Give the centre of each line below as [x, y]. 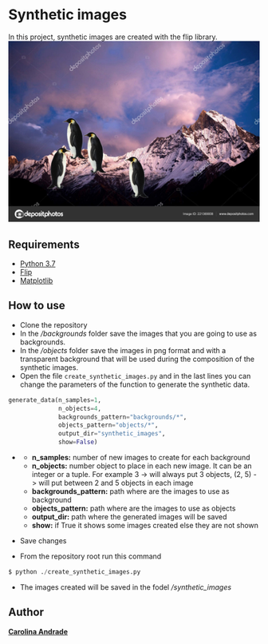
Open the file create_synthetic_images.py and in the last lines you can [135, 376]
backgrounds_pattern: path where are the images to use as [130, 491]
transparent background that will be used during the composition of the [137, 359]
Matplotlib [36, 280]
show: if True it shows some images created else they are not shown [145, 526]
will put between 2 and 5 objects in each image [116, 483]
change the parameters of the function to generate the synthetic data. [134, 384]
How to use [37, 306]
